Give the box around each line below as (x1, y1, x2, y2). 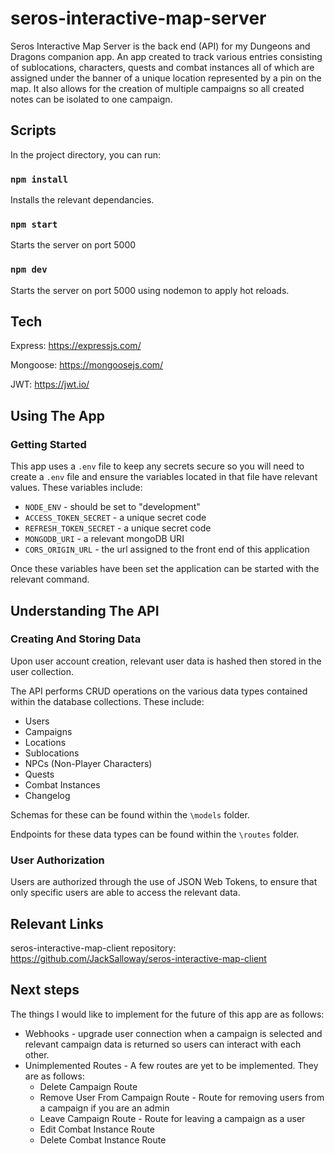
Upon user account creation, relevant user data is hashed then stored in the (10, 655, 322, 667)
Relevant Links (10, 915, 104, 932)
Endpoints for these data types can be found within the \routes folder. (10, 828, 300, 840)
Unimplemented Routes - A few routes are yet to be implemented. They (24, 1059, 319, 1071)
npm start (10, 218, 58, 230)
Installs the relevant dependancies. (10, 194, 155, 206)
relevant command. (10, 573, 90, 586)
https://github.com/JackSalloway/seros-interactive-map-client (10, 952, 267, 964)
